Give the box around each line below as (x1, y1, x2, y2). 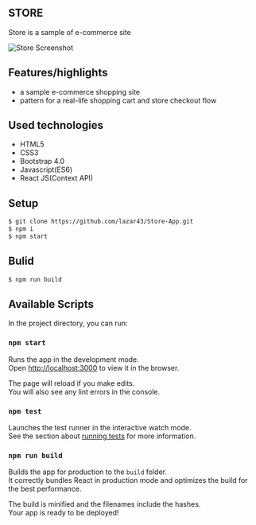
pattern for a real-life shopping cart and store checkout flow (19, 95, 217, 105)
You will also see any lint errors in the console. (8, 387, 161, 396)
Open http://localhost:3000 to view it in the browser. (8, 363, 180, 372)
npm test (8, 406, 42, 416)
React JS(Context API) (19, 173, 94, 183)
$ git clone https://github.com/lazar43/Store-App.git (8, 218, 194, 226)
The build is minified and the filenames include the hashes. (8, 500, 201, 509)
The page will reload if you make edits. (8, 378, 135, 388)
